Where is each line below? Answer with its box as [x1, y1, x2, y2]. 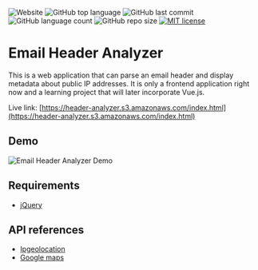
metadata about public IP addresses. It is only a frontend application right [8, 78, 250, 88]
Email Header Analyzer [8, 44, 164, 62]
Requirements [8, 179, 80, 193]
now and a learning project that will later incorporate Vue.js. [8, 87, 205, 97]
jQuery [19, 200, 42, 209]
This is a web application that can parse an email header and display [8, 70, 234, 80]
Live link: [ [8, 102, 42, 112]
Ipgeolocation [19, 244, 65, 254]
